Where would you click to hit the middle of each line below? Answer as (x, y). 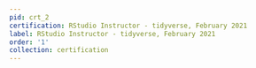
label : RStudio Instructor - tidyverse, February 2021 (112, 34)
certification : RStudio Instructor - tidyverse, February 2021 (128, 26)
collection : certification (59, 50)
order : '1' (29, 42)
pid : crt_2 (29, 17)
